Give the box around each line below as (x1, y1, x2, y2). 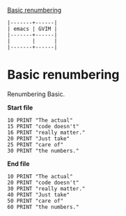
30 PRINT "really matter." (7, 185, 86, 192)
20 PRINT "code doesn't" (7, 179, 79, 186)
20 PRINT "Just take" (7, 135, 70, 142)
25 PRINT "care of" (7, 141, 64, 148)
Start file (7, 103, 33, 111)
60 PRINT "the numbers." (7, 203, 79, 210)
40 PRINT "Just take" (7, 191, 70, 198)
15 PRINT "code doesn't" (7, 123, 79, 130)
